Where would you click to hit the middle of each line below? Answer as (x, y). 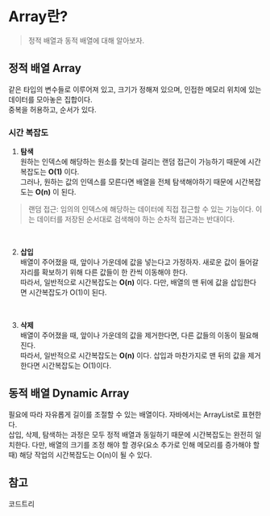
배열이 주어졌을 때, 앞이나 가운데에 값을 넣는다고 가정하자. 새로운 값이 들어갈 (139, 262)
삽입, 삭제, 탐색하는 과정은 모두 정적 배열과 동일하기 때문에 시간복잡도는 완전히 (131, 434)
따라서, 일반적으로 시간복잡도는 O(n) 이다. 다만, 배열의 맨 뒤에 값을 (124, 283)
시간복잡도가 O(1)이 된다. (68, 292)
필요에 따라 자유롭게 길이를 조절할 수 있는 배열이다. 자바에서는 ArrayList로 (124, 414)
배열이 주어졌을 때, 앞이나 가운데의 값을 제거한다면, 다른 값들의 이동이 (129, 335)
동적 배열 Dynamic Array (69, 394)
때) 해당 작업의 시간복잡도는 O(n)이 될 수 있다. (80, 455)
